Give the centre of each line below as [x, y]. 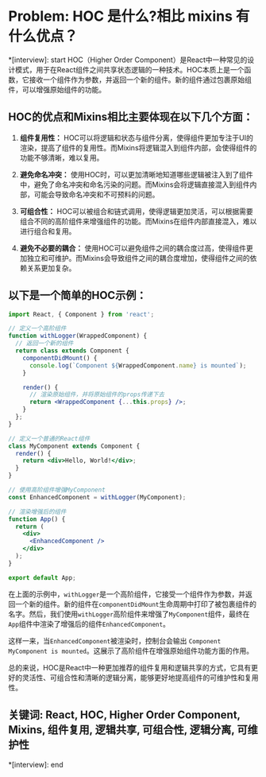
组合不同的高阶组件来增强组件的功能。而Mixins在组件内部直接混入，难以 [138, 221]
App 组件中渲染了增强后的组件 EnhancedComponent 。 [89, 624]
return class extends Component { [72, 351]
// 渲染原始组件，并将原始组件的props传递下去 [97, 394]
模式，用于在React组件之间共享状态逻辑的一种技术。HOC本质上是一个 [129, 69]
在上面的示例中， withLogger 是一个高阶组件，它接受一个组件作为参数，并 [127, 594]
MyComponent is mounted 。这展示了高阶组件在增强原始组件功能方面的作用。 [131, 651]
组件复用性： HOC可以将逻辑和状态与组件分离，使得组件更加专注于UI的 [137, 138]
